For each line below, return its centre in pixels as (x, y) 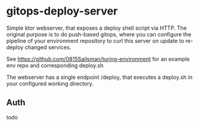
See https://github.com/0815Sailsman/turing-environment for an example (98, 59)
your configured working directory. (50, 84)
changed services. (48, 47)
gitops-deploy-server (62, 11)
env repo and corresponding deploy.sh (55, 65)
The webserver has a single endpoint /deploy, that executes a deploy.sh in (100, 77)
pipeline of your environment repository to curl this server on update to (95, 41)
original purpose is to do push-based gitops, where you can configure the (99, 34)
